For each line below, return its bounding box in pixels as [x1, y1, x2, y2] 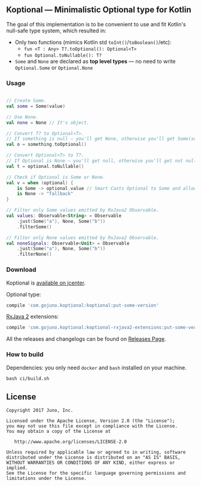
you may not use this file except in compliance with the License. [6, 423, 178, 429]
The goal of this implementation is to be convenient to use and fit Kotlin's [6, 20, 187, 27]
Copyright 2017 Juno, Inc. [6, 408, 74, 414]
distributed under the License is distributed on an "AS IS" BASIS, [6, 454, 181, 461]
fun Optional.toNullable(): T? [23, 52, 102, 59]
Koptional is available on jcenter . [6, 279, 86, 286]
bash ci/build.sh [6, 375, 50, 381]
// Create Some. [6, 98, 47, 104]
